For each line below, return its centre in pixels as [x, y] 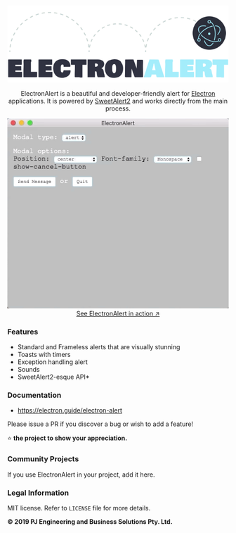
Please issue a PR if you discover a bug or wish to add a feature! [100, 424]
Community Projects [43, 459]
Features [23, 332]
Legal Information [38, 493]
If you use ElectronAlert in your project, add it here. [81, 475]
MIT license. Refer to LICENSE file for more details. [79, 508]
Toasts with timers [44, 355]
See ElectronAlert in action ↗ [118, 313]
